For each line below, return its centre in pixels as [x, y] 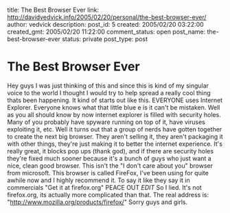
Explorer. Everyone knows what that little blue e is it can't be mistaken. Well [114, 107]
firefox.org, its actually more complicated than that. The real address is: [108, 195]
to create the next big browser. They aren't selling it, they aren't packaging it [115, 136]
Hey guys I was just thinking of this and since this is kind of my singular [108, 86]
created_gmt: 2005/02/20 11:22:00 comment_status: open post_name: [106, 32]
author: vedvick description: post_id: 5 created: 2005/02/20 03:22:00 [105, 24]
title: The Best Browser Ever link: [53, 10]
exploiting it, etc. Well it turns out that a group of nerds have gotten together [115, 129]
